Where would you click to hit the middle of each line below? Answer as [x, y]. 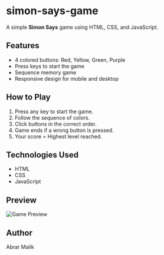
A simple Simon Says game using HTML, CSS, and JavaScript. [82, 27]
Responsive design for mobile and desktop [67, 78]
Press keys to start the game [49, 66]
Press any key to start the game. [54, 111]
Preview [22, 200]
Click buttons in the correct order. [56, 124]
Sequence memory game [45, 72]
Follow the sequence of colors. [52, 117]
